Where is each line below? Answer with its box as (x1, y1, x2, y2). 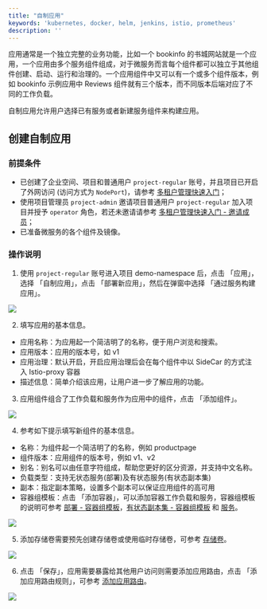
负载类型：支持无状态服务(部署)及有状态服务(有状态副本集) (19, 473, 212, 482)
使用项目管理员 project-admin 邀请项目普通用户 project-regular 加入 (19, 197, 246, 207)
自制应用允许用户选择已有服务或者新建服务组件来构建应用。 (8, 106, 203, 116)
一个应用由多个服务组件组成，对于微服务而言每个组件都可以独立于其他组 (21, 59, 259, 69)
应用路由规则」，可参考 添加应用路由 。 (26, 576, 151, 586)
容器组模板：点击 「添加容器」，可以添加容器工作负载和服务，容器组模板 (19, 493, 256, 502)
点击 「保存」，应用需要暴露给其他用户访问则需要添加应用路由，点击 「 (19, 567, 250, 576)
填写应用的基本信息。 (19, 320, 90, 330)
